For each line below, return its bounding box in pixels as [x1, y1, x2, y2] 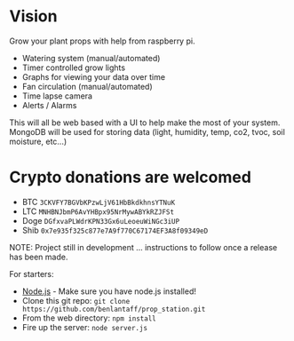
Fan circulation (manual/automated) [21, 81, 153, 91]
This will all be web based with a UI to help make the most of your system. [9, 117, 281, 128]
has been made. [9, 251, 68, 262]
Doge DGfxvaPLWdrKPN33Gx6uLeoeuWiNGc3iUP [21, 215, 180, 226]
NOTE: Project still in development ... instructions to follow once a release [9, 242, 278, 252]
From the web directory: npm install [21, 313, 157, 323]
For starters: [9, 268, 55, 279]
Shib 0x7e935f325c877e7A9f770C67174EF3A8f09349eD [21, 225, 209, 235]
